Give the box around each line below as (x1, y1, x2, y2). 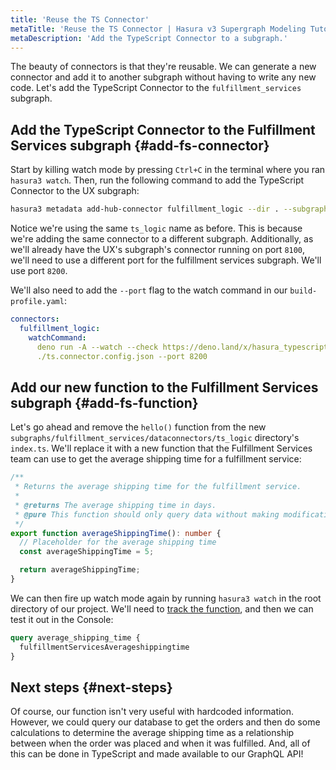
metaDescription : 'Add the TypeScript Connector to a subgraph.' (10, 33, 288, 43)
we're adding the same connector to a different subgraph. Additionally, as (10, 233, 314, 245)
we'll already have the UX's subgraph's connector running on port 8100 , (10, 244, 306, 256)
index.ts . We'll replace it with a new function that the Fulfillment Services (10, 442, 313, 455)
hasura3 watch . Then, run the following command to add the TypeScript (10, 174, 305, 186)
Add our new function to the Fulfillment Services (10, 379, 319, 396)
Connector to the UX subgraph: (10, 185, 140, 197)
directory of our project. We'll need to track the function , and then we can (10, 602, 314, 615)
